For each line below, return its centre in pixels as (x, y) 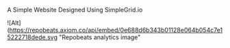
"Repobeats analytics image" (100, 37)
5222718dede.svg (33, 37)
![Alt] (14, 23)
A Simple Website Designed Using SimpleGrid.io (75, 10)
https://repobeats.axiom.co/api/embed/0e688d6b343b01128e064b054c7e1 (116, 30)
